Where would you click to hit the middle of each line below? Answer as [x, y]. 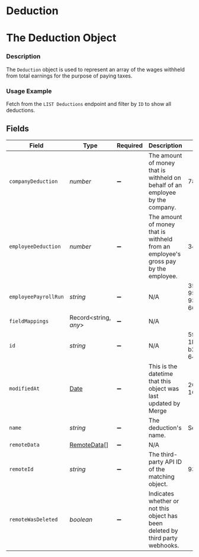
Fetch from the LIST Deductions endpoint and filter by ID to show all [89, 104]
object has [163, 516]
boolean [81, 519]
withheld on [165, 178]
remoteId [21, 469]
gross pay [162, 261]
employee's [165, 254]
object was [164, 388]
